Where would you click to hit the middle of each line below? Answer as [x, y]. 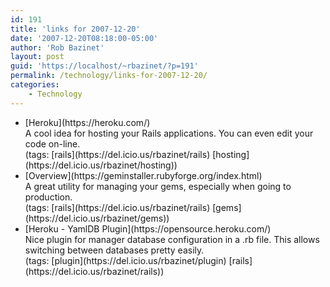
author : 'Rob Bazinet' [57, 47]
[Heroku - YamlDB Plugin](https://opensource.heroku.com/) [148, 228]
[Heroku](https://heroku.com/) [87, 122]
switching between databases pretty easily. [114, 250]
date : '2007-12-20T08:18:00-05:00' [84, 38]
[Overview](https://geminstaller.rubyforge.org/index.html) [143, 175]
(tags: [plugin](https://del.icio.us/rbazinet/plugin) [125, 260]
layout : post [37, 57]
